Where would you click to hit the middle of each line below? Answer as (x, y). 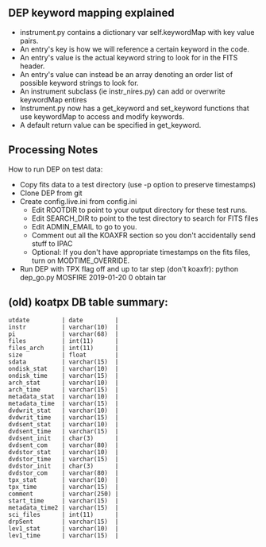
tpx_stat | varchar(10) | (64, 480)
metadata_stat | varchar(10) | (64, 397)
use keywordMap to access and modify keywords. (102, 116)
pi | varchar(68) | (64, 334)
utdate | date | (64, 321)
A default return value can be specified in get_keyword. (110, 125)
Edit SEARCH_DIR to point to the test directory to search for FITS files (145, 218)
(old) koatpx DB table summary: (88, 302)
